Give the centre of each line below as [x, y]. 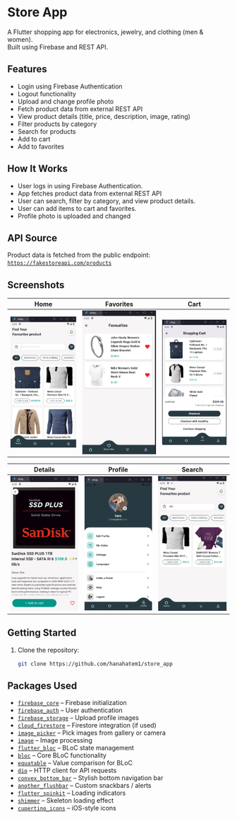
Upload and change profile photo [66, 101]
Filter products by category [57, 124]
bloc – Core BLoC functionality [62, 755]
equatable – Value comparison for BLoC [75, 763]
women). [20, 39]
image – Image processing [55, 740]
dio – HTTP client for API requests [67, 771]
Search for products [47, 131]
